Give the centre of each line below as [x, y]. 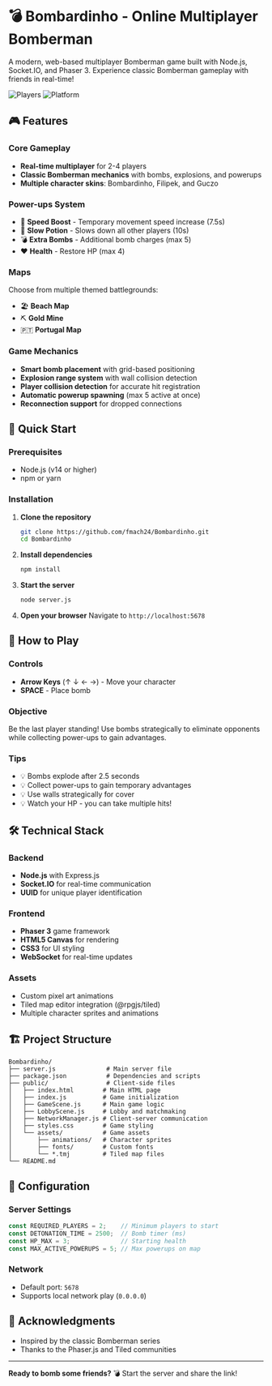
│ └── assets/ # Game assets [79, 1133]
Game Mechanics [44, 352]
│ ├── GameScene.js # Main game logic [86, 1105]
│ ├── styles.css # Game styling [81, 1126]
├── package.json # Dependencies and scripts [104, 1076]
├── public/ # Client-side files [92, 1084]
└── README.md [32, 1161]
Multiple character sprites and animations [89, 1013]
